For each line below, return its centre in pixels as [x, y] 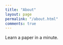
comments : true [21, 23]
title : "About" [21, 10]
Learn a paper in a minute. [32, 38]
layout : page [18, 14]
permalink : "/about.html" [31, 19]
